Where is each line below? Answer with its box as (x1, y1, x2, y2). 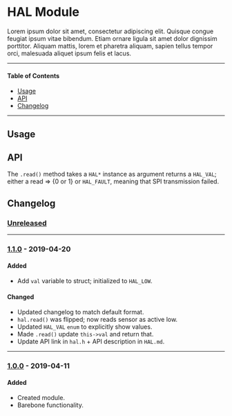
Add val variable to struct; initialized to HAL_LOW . (17, 277, 153, 285)
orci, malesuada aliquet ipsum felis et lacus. (7, 49, 132, 57)
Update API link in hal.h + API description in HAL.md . (17, 337, 165, 346)
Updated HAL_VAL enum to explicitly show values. (17, 323, 153, 331)
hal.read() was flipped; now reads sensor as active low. (17, 316, 178, 324)
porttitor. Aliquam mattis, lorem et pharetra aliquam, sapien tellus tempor (7, 42, 213, 50)
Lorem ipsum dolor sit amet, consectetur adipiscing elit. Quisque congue (7, 27, 214, 35)
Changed (7, 292, 35, 301)
